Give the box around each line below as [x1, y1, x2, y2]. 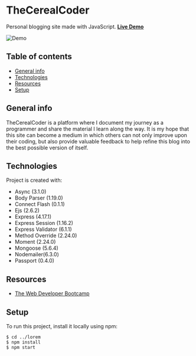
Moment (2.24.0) [14, 239, 56, 246]
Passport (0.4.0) [14, 257, 55, 264]
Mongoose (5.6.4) [14, 244, 59, 252]
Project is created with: [6, 177, 63, 184]
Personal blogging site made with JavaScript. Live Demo [6, 23, 144, 30]
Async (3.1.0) [14, 188, 47, 195]
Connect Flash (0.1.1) [14, 201, 65, 208]
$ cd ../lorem [6, 334, 41, 340]
